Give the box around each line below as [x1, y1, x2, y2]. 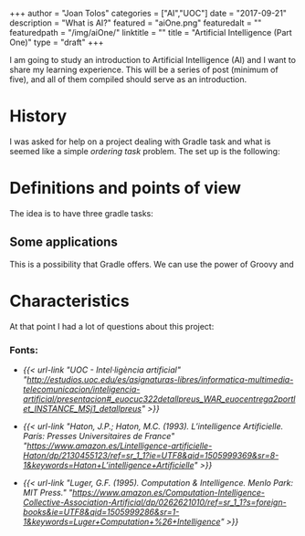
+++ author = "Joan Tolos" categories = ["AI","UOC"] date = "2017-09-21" [9, 8, 288, 18]
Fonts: [9, 343, 38, 356]
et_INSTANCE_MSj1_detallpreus [22, 403, 142, 414]
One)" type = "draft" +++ [9, 37, 104, 47]
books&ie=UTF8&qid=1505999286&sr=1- [22, 506, 180, 517]
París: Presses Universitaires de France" [22, 430, 175, 441]
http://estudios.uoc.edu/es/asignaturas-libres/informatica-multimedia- [26, 373, 294, 384]
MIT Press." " [22, 487, 73, 498]
